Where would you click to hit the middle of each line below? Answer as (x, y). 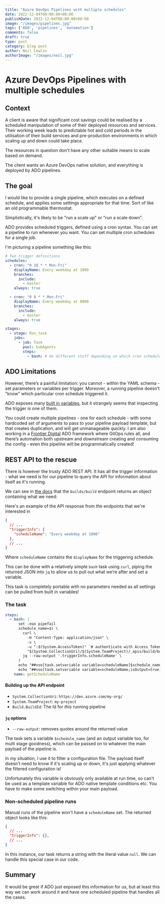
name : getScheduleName (37, 674)
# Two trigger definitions (33, 256)
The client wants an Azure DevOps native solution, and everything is (74, 165)
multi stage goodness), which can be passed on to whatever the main (76, 744)
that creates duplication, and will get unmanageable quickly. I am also (75, 429)
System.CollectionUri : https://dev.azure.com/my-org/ (67, 697)
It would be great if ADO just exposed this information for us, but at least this (82, 887)
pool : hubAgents (39, 347)
